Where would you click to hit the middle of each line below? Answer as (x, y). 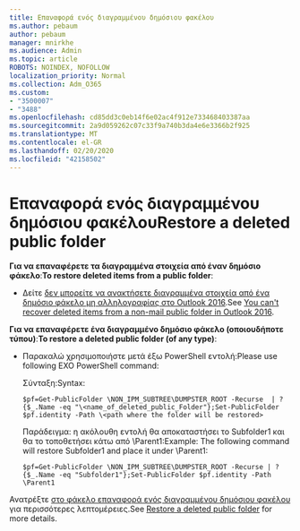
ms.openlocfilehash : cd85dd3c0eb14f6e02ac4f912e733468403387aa (130, 117)
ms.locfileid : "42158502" (57, 159)
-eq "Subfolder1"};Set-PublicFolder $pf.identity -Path (165, 475)
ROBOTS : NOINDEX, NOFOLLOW (60, 68)
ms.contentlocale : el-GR (56, 142)
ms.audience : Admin (46, 51)
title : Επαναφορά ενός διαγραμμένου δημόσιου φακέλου (112, 17)
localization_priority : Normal (68, 76)
